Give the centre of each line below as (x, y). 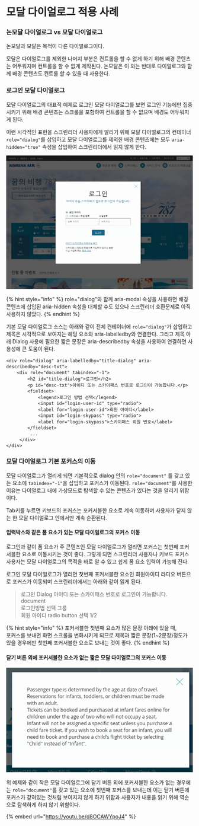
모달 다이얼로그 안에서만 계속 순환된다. (63, 518)
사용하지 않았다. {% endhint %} (43, 314)
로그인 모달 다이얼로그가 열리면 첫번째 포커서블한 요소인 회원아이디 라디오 (91, 574)
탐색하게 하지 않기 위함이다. (49, 805)
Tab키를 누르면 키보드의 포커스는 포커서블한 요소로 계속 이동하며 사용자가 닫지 (96, 510)
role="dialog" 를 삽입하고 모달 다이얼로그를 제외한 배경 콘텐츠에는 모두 (88, 139)
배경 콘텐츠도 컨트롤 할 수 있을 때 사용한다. (61, 74)
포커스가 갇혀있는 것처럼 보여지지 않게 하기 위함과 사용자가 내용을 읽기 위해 (92, 797)
